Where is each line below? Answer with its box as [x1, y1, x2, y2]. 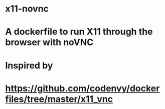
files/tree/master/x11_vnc [5, 93, 113, 104]
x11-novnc [5, 3, 49, 15]
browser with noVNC [5, 37, 94, 48]
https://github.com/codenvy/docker [5, 82, 160, 94]
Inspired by [5, 60, 53, 71]
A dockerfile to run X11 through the [5, 26, 153, 38]
